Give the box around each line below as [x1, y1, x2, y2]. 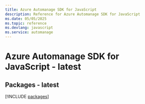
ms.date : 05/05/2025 [5, 16, 47, 21]
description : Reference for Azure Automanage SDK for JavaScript [5, 12, 140, 17]
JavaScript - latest [5, 62, 81, 72]
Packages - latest [5, 81, 59, 89]
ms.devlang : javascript [5, 25, 54, 30]
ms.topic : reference [5, 21, 47, 26]
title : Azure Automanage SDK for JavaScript [5, 7, 97, 12]
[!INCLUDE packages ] [5, 94, 49, 99]
